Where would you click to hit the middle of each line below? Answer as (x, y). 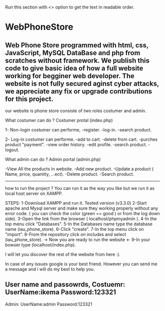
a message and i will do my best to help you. (50, 269)
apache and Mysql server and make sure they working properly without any (82, 208)
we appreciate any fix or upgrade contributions (79, 91)
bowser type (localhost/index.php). (41, 245)
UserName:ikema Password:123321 (61, 292)
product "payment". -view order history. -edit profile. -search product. (76, 144)
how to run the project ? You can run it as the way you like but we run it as (80, 188)
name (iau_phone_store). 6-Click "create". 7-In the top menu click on (74, 229)
